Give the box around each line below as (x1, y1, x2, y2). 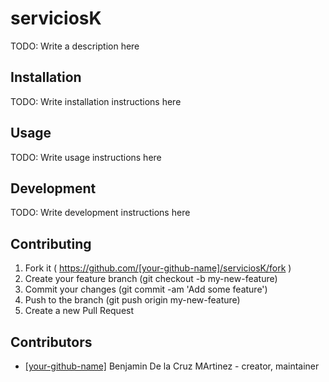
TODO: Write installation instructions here (10, 95, 182, 107)
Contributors (10, 333, 93, 351)
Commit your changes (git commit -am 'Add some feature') (24, 283, 268, 296)
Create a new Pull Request (24, 305, 135, 317)
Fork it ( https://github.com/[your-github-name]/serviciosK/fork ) (24, 262, 292, 274)
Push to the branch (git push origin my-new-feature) (24, 294, 241, 306)
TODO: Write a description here (10, 40, 140, 52)
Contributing (10, 235, 92, 252)
